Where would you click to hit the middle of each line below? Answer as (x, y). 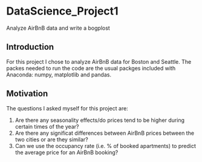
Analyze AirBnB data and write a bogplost (58, 28)
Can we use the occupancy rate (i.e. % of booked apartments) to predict (106, 146)
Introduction (30, 47)
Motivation (27, 94)
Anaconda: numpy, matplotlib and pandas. (59, 75)
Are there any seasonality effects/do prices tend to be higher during (100, 120)
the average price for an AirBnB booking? (67, 152)
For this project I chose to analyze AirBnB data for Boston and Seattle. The (99, 61)
